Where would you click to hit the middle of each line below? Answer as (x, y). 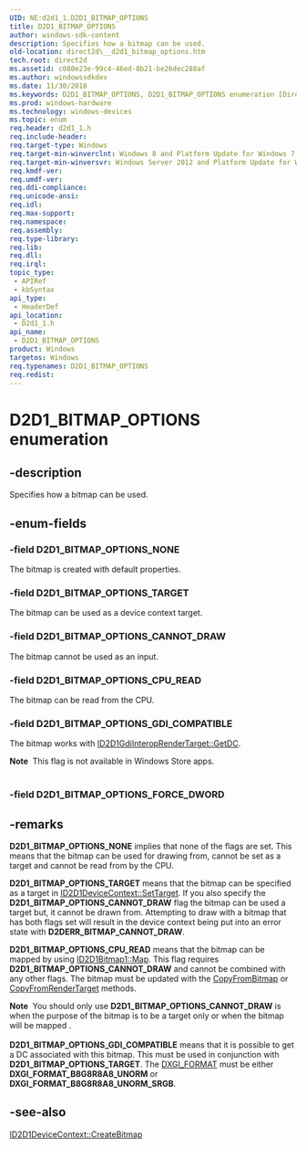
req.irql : (28, 264)
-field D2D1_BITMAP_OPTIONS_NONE (95, 549)
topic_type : (32, 273)
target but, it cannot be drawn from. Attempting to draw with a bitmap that (148, 912)
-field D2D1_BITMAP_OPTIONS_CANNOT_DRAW (117, 637)
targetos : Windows (44, 357)
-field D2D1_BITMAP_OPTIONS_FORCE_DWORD (117, 795)
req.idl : (26, 205)
